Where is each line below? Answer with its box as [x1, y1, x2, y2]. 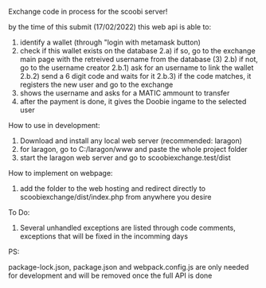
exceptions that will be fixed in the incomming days [19, 232, 189, 241]
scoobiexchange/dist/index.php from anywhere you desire [19, 193, 212, 201]
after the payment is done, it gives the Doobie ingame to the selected [19, 97, 247, 106]
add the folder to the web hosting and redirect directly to [19, 184, 205, 193]
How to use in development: [8, 121, 100, 130]
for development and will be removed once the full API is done [8, 270, 213, 280]
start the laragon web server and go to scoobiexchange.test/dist [19, 153, 231, 162]
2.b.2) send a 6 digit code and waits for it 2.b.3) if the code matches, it [19, 72, 252, 80]
